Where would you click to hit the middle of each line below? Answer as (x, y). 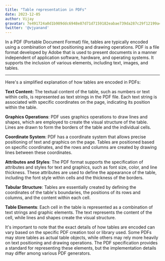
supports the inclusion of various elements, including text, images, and (77, 63)
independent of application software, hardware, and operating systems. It (79, 58)
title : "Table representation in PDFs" (46, 10)
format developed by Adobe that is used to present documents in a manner (81, 53)
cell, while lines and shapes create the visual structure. (61, 218)
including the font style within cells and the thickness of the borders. (74, 178)
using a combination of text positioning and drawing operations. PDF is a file (82, 47)
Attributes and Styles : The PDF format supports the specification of (74, 162)
